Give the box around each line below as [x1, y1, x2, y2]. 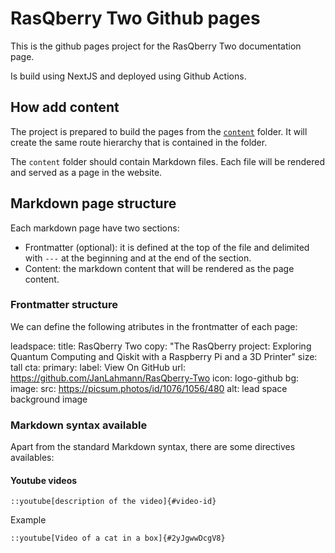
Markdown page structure [10, 195, 177, 212]
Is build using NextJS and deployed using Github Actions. [10, 70, 247, 82]
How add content [10, 99, 120, 116]
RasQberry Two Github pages [10, 7, 261, 30]
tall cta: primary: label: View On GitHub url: [10, 361, 186, 373]
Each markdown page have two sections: [10, 222, 180, 234]
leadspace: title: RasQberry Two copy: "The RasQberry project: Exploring [10, 340, 312, 352]
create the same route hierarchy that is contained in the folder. [10, 136, 268, 148]
